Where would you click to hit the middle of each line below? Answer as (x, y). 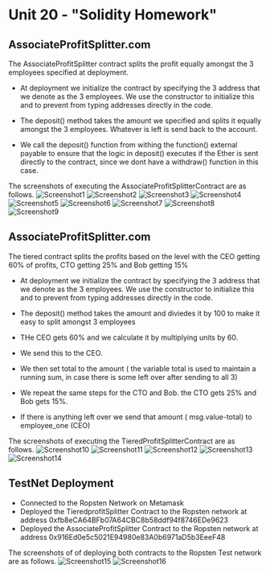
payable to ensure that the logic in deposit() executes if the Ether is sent (139, 153)
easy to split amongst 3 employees (78, 322)
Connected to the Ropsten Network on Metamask (102, 503)
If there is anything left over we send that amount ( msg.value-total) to (136, 417)
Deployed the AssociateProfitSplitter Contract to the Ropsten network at (139, 528)
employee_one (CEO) (55, 425)
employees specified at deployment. (68, 72)
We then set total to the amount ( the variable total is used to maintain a (138, 369)
